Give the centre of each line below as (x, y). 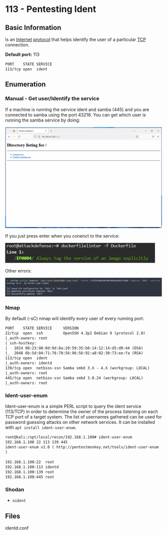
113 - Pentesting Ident (51, 9)
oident (19, 501)
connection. (17, 45)
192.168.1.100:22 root (30, 462)
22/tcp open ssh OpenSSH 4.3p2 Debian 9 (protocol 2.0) (75, 333)
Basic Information (33, 28)
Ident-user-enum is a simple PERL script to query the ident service (73, 406)
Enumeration (26, 84)
